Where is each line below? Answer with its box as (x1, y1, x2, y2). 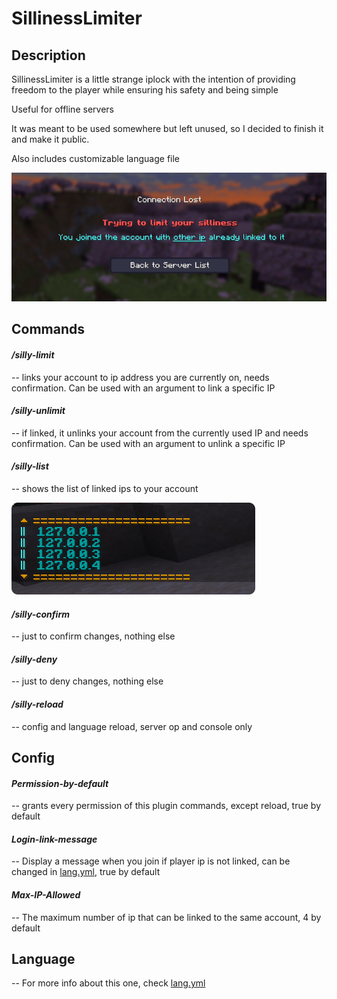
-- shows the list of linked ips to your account (11, 482, 199, 494)
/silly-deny (11, 653, 58, 665)
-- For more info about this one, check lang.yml (11, 977, 206, 989)
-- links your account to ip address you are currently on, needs (11, 371, 270, 383)
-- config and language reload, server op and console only (11, 720, 253, 732)
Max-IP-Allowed (11, 888, 81, 901)
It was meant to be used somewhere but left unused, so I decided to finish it (11, 123, 324, 134)
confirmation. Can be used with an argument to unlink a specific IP (11, 437, 286, 449)
